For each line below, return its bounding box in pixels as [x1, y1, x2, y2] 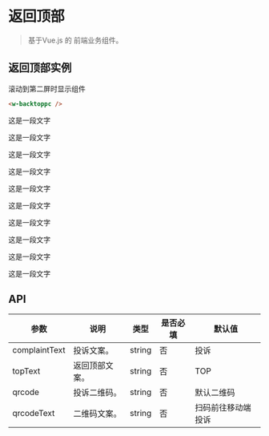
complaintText [12, 345, 66, 356]
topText [12, 365, 41, 377]
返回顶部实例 [8, 61, 72, 75]
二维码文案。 [73, 408, 122, 419]
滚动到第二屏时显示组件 [8, 83, 86, 93]
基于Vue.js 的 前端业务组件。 [27, 35, 123, 45]
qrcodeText [12, 408, 55, 419]
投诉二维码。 [73, 387, 122, 398]
